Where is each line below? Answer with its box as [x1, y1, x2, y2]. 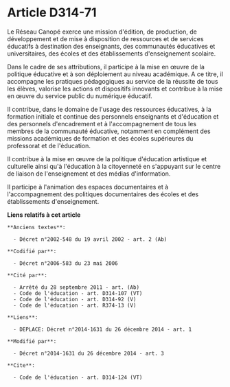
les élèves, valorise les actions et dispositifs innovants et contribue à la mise [7, 84, 223, 93]
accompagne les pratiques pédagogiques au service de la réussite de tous [7, 77, 218, 85]
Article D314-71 [7, 5, 97, 21]
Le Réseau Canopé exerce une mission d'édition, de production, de [7, 27, 197, 36]
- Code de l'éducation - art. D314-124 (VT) [13, 374, 143, 381]
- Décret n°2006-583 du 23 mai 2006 [13, 259, 118, 267]
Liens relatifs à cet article [7, 211, 81, 219]
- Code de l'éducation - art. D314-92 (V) [13, 296, 137, 303]
